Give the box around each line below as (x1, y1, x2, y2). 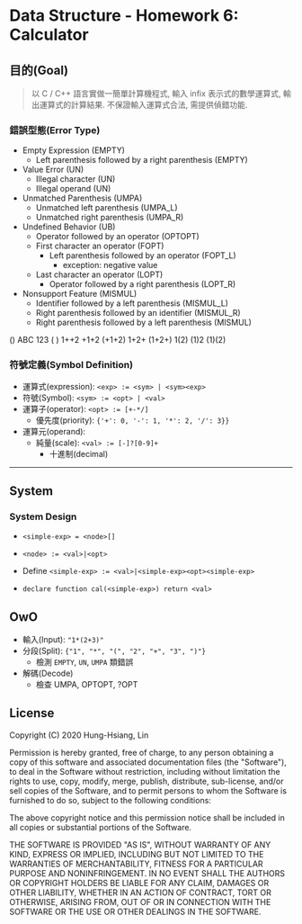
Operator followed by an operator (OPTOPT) (35, 231, 200, 242)
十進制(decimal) (49, 448, 109, 459)
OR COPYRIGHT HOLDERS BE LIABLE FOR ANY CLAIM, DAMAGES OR (9, 877, 270, 888)
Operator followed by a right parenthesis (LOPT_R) (49, 279, 236, 290)
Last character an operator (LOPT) (35, 269, 164, 280)
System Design (9, 510, 77, 523)
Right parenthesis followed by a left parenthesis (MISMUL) (35, 317, 252, 328)
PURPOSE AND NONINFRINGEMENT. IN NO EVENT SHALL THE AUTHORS (9, 867, 286, 878)
